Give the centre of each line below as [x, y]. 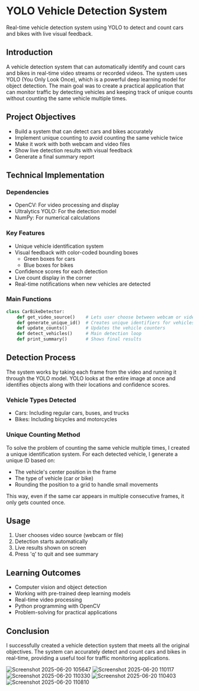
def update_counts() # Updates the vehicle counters [91, 328]
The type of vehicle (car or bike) [54, 478]
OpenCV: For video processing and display [67, 205]
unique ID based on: [31, 460]
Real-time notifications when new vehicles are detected [83, 284]
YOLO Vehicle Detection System [87, 11]
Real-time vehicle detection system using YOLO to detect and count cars [95, 27]
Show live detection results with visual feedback [73, 150]
